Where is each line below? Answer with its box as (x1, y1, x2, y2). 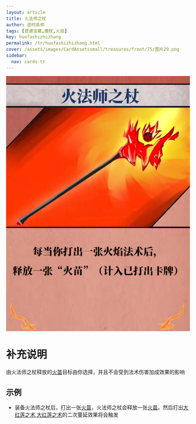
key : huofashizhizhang (6, 34, 61, 40)
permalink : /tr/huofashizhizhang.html (6, 40, 100, 46)
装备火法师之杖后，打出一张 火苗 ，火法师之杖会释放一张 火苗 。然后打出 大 (14, 404, 188, 411)
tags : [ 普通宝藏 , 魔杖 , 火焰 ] (6, 28, 67, 34)
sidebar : (6, 53, 27, 58)
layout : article (6, 9, 45, 15)
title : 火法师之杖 (6, 15, 47, 22)
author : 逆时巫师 (6, 22, 45, 27)
